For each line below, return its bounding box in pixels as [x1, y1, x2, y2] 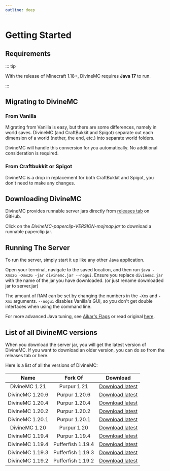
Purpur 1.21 [59, 383, 89, 390]
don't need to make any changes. [5, 180, 75, 186]
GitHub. [5, 213, 21, 219]
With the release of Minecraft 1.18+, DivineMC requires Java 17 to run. [5, 73, 151, 79]
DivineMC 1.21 [10, 383, 47, 390]
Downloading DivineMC [5, 195, 82, 203]
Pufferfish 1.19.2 [53, 457, 94, 464]
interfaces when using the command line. [5, 303, 92, 310]
